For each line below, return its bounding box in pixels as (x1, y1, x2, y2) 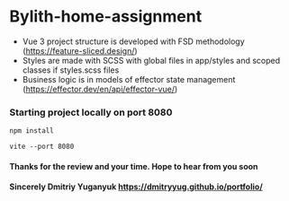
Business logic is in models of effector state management (22, 74, 236, 84)
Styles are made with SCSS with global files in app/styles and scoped (22, 55, 281, 66)
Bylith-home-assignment (9, 6, 203, 27)
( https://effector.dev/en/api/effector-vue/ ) (22, 83, 178, 94)
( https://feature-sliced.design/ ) (22, 45, 138, 56)
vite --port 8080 (9, 142, 75, 152)
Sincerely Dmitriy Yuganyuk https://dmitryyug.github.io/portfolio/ (9, 181, 263, 192)
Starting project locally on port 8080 (9, 106, 173, 118)
